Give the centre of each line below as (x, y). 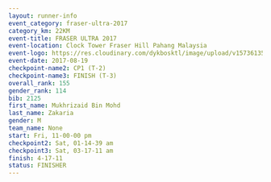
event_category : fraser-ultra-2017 (68, 23)
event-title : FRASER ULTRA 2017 (63, 38)
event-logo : (28, 53)
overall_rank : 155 (39, 83)
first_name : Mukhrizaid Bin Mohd (65, 105)
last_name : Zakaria (41, 114)
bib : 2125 (25, 98)
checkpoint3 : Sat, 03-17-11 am (61, 151)
